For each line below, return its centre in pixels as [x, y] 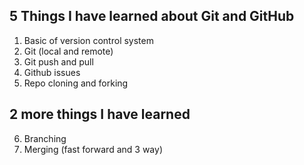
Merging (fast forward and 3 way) [93, 149]
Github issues [52, 72]
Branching [45, 138]
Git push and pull [58, 61]
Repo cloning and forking [76, 83]
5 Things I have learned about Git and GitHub [152, 16]
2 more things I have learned [100, 114]
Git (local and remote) [68, 51]
